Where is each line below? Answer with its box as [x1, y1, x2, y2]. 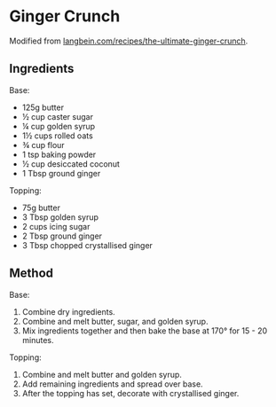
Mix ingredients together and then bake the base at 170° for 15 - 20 [21, 325, 268, 336]
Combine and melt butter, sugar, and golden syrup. [21, 316, 209, 326]
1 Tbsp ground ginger [21, 168, 101, 178]
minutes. [21, 334, 55, 345]
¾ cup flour [21, 139, 65, 150]
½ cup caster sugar [21, 111, 93, 121]
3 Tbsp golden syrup [21, 211, 99, 223]
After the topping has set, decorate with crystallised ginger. [21, 387, 240, 398]
